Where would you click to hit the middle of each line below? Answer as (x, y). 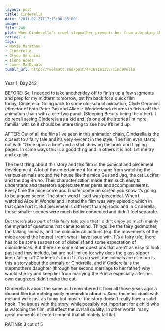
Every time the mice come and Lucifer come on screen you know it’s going (81, 191)
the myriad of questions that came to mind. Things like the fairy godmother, (82, 226)
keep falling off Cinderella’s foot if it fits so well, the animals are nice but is (80, 258)
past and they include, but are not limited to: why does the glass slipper (77, 253)
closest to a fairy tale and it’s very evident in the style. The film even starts (80, 139)
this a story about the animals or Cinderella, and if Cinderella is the (72, 263)
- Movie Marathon (23, 46)
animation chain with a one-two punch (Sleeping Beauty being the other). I (81, 114)
